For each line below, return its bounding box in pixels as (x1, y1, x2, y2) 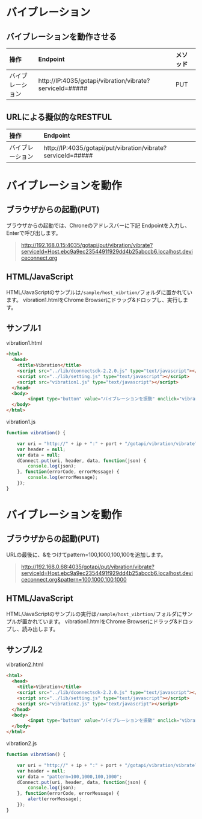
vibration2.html (6, 661, 44, 668)
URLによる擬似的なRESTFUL (6, 112, 112, 123)
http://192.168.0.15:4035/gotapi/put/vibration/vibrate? (20, 241, 153, 248)
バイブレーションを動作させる (6, 31, 117, 42)
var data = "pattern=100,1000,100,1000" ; (17, 774, 122, 780)
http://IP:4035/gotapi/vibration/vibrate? (38, 77, 150, 85)
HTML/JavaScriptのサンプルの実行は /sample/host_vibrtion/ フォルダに (6, 610, 182, 617)
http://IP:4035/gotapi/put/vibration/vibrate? (43, 143, 167, 152)
